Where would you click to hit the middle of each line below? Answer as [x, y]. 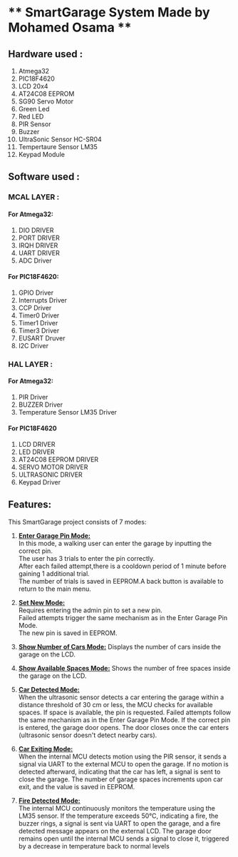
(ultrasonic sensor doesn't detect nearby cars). [88, 735]
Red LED [31, 116]
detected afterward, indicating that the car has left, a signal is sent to [119, 771]
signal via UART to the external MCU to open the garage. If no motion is [123, 764]
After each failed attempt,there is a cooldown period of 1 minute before [122, 566]
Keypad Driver [40, 482]
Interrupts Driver [42, 300]
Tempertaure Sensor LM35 [58, 147]
